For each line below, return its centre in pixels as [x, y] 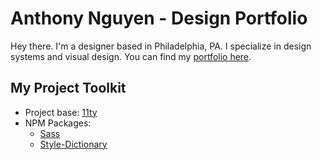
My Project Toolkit [68, 88]
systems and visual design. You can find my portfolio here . [131, 56]
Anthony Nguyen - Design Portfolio [159, 18]
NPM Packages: [58, 123]
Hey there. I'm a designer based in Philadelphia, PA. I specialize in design [161, 46]
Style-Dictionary [73, 144]
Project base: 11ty [61, 112]
